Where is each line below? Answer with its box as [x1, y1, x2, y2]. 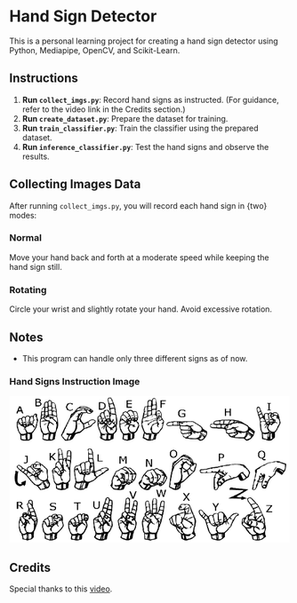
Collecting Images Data [9, 177, 141, 192]
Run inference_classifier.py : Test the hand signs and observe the [21, 141, 269, 152]
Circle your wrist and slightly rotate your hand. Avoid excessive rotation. [9, 304, 273, 314]
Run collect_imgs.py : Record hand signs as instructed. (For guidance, [21, 94, 279, 105]
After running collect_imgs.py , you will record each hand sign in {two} [9, 200, 268, 210]
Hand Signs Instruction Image [9, 375, 140, 387]
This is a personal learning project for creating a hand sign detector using [9, 36, 278, 46]
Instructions [9, 71, 78, 86]
